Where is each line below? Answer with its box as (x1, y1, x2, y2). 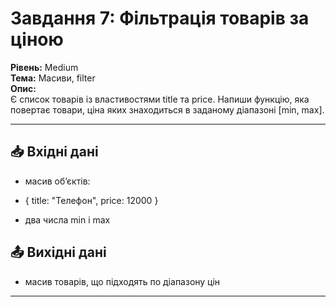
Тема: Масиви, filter (10, 72, 96, 84)
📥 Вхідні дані (10, 143, 99, 161)
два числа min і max (24, 213, 111, 226)
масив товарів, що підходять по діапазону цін (24, 275, 221, 287)
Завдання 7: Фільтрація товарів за (10, 7, 310, 30)
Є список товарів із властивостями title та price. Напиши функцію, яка (10, 93, 310, 105)
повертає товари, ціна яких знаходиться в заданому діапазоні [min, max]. (10, 103, 325, 116)
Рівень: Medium (10, 61, 79, 73)
